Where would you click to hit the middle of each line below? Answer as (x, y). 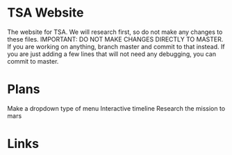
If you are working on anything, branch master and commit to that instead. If (116, 46)
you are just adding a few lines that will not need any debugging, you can (112, 54)
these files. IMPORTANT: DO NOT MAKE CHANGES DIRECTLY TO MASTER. (115, 39)
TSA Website (45, 13)
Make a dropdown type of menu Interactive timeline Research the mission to (116, 108)
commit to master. (33, 61)
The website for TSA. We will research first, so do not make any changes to (115, 32)
